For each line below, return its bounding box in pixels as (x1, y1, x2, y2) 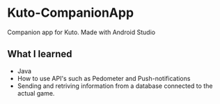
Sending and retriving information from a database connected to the (17, 82, 213, 90)
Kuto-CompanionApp (7, 5, 134, 21)
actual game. (17, 89, 55, 97)
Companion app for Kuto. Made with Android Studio (7, 28, 155, 36)
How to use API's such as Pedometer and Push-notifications (17, 74, 191, 82)
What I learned (7, 48, 72, 60)
